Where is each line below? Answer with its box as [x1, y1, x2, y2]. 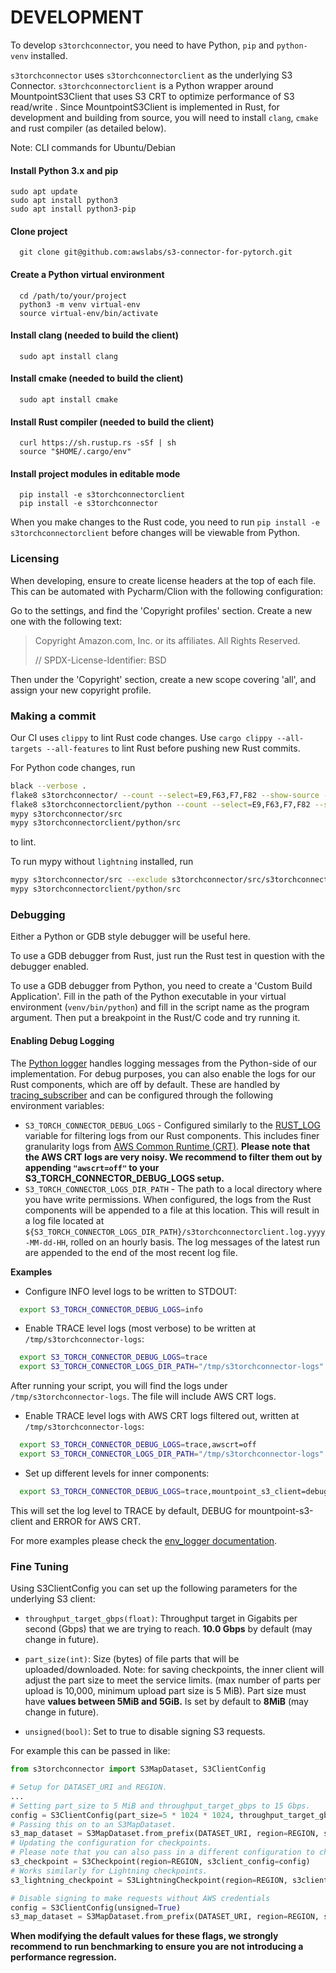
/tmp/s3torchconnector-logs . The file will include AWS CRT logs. [10, 1391, 277, 1403]
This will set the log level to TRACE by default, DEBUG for [10, 1504, 247, 1516]
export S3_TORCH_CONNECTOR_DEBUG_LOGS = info [19, 1304, 203, 1315]
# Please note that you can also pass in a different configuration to [10, 1847, 315, 1858]
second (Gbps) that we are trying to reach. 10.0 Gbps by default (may [24, 1623, 313, 1635]
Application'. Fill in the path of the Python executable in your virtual [10, 991, 287, 1003]
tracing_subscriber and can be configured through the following [10, 1089, 274, 1101]
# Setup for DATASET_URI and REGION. [10, 1782, 168, 1792]
